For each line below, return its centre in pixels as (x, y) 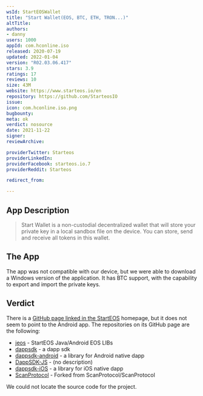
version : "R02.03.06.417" (39, 62)
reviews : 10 (21, 79)
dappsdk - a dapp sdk (43, 349)
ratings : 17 (21, 74)
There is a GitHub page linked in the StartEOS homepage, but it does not (97, 318)
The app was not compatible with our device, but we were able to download (101, 271)
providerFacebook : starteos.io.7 (48, 164)
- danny (16, 35)
